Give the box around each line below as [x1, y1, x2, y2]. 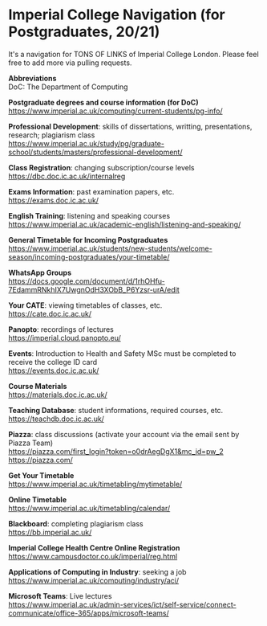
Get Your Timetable [8, 470, 75, 480]
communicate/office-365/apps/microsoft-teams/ [8, 608, 170, 618]
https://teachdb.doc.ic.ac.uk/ [8, 414, 104, 423]
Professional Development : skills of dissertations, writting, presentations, [8, 121, 253, 131]
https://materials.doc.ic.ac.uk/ [8, 390, 108, 399]
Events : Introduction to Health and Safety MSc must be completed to [8, 348, 237, 358]
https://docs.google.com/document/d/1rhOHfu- [8, 276, 166, 286]
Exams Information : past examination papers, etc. [8, 186, 175, 196]
